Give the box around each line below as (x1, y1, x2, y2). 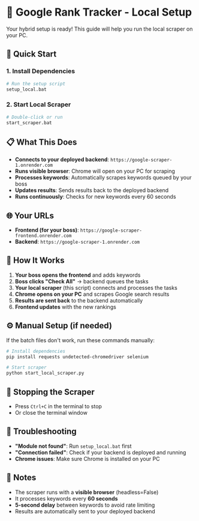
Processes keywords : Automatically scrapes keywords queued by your (14, 174, 192, 181)
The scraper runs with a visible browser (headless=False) (14, 489, 159, 496)
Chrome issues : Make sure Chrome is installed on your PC (14, 455, 160, 462)
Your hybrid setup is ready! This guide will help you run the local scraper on (6, 25, 193, 32)
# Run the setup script (6, 80, 66, 86)
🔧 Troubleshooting (6, 426, 77, 437)
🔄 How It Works (6, 255, 65, 266)
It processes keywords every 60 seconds (14, 495, 118, 502)
